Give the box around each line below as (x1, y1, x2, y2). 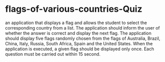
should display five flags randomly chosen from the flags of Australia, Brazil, (5, 35, 161, 41)
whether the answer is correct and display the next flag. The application (5, 30, 152, 36)
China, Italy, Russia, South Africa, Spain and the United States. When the (5, 40, 153, 46)
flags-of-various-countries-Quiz (5, 3, 142, 15)
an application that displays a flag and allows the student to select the (5, 20, 147, 26)
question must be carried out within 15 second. (5, 51, 101, 57)
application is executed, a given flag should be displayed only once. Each (5, 46, 154, 52)
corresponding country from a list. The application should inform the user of (5, 25, 160, 31)
